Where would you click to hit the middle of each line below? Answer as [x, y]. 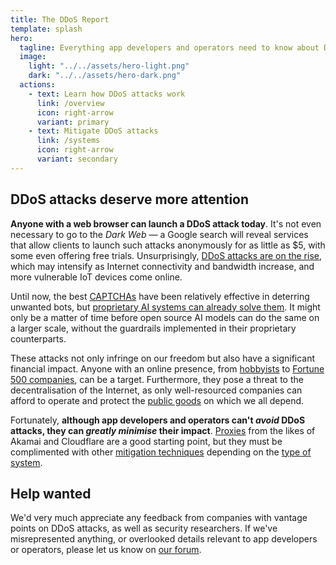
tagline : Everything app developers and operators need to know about [169, 47]
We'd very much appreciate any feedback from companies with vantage [159, 518]
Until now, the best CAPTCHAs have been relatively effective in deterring [160, 296]
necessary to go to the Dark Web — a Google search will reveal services [159, 234]
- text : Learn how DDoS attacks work [107, 94]
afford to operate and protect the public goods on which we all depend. [157, 400]
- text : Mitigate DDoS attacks [93, 131]
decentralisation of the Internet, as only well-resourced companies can [156, 390]
